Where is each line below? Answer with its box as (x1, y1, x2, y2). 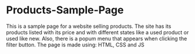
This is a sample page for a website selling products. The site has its (6, 23, 172, 30)
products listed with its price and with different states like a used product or (6, 28, 189, 35)
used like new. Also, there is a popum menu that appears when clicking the (6, 35, 187, 42)
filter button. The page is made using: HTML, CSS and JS (6, 41, 145, 48)
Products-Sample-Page (6, 3, 124, 17)
